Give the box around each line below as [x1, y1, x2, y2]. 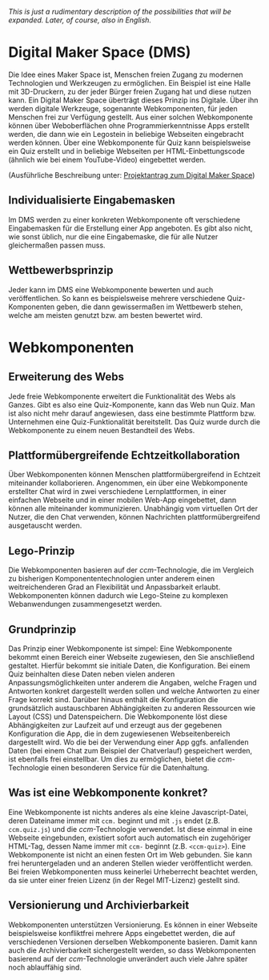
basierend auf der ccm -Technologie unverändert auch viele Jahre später [8, 954, 248, 963]
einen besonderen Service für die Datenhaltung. [50, 763, 210, 772]
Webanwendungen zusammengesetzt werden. [8, 600, 163, 609]
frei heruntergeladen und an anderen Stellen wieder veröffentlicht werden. [8, 858, 254, 868]
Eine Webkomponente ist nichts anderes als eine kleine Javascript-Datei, [8, 807, 248, 817]
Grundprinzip [8, 622, 77, 636]
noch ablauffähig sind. [8, 962, 82, 972]
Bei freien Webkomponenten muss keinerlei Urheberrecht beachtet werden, [8, 866, 259, 876]
